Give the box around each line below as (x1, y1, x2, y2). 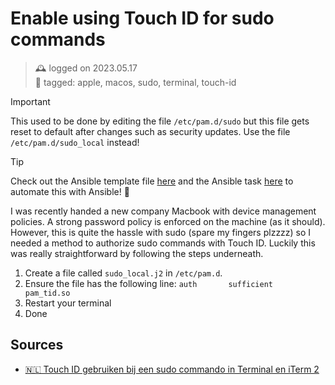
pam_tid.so (24, 288, 71, 298)
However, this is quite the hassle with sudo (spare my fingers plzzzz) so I (10, 226, 312, 238)
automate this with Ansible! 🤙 (10, 185, 130, 197)
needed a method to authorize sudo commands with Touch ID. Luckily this (10, 237, 316, 249)
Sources (10, 337, 64, 354)
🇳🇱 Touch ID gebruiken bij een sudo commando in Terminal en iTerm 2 (24, 363, 320, 375)
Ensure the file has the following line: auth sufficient (24, 277, 273, 289)
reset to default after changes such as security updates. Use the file (10, 125, 291, 137)
